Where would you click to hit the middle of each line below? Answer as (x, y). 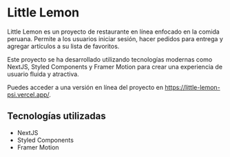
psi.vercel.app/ (28, 95)
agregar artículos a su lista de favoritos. (63, 46)
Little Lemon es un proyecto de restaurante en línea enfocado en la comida (114, 32)
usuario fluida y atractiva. (43, 74)
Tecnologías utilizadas (56, 116)
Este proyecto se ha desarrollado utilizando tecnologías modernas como (110, 59)
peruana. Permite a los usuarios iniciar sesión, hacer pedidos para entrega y (115, 38)
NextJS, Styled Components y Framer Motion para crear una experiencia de (115, 67)
